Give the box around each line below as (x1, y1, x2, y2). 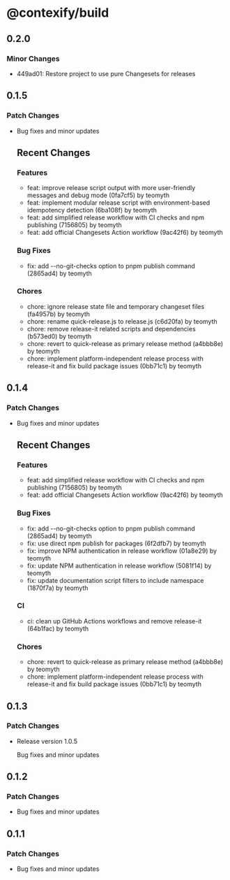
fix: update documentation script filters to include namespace (26, 576, 204, 584)
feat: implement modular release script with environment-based (26, 199, 210, 207)
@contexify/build (6, 5, 109, 21)
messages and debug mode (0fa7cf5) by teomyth (26, 191, 170, 200)
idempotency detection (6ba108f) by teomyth (26, 206, 158, 215)
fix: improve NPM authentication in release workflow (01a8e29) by (26, 547, 217, 555)
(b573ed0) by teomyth (26, 332, 92, 340)
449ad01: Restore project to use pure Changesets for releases (16, 69, 196, 78)
